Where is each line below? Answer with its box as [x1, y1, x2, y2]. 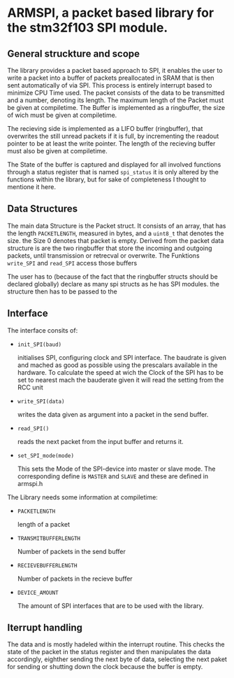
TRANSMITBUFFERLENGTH [17, 534, 80, 542]
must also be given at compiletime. [7, 147, 108, 155]
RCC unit [17, 383, 43, 392]
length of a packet [17, 520, 70, 528]
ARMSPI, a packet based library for [7, 5, 214, 21]
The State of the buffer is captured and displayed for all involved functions [7, 160, 221, 169]
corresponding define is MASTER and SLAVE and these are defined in [17, 471, 209, 480]
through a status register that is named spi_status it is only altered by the [7, 168, 219, 176]
